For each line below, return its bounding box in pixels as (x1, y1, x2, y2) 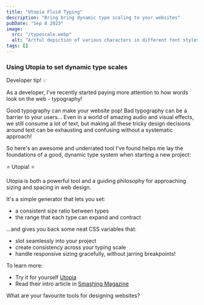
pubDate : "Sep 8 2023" (6, 20, 64, 26)
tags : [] (6, 43, 29, 49)
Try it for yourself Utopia (15, 274, 77, 281)
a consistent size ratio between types (15, 207, 109, 214)
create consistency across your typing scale (15, 244, 126, 251)
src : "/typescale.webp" (12, 32, 72, 38)
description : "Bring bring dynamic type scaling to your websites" (6, 15, 181, 21)
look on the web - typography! (6, 95, 83, 103)
